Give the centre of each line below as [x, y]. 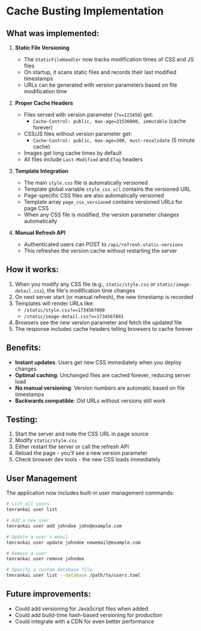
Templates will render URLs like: [54, 303]
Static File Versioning [42, 48]
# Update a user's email [37, 537]
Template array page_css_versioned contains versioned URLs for [103, 202]
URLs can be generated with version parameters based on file [100, 85]
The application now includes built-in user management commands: [90, 493]
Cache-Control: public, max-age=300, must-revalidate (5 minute [114, 140]
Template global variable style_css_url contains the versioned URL [107, 189]
